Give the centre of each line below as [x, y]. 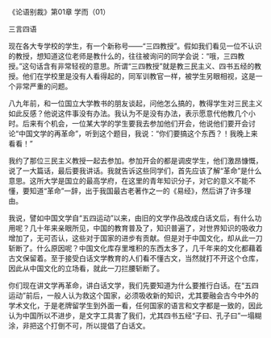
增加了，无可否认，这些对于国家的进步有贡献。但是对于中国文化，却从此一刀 [135, 238]
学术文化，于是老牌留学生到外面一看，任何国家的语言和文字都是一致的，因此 [135, 305]
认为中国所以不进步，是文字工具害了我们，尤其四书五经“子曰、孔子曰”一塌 [132, 315]
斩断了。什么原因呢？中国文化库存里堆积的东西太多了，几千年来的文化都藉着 [135, 248]
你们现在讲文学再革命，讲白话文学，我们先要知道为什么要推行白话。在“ [127, 285]
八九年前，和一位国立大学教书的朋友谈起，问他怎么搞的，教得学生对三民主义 [135, 103]
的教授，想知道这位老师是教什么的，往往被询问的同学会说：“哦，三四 [123, 56]
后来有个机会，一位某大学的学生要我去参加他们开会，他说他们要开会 [135, 124]
